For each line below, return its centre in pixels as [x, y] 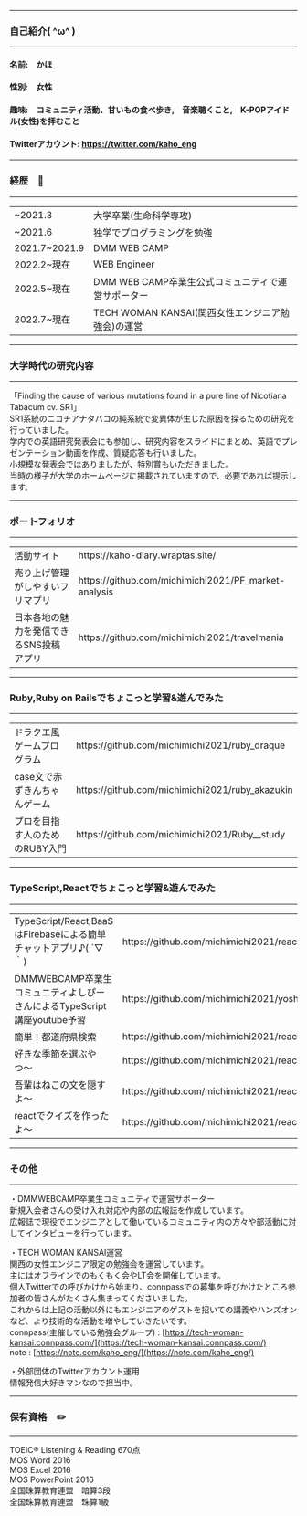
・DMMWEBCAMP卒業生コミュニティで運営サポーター [112, 1199]
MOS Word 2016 [40, 1460]
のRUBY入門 [40, 848]
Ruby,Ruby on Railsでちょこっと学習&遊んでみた [116, 698]
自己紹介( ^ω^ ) [42, 31]
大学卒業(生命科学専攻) [143, 216]
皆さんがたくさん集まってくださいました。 [113, 1299]
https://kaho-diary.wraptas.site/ [147, 555]
